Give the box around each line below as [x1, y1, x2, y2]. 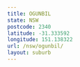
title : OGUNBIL [7, 10, 51, 17]
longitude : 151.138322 [7, 36, 73, 43]
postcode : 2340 [7, 23, 51, 30]
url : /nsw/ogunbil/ [7, 43, 64, 50]
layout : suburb [7, 50, 51, 57]
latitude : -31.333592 [7, 29, 70, 37]
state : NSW [7, 17, 39, 24]
